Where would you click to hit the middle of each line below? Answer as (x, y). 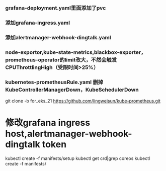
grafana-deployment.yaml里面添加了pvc (56, 8)
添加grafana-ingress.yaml (38, 23)
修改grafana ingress (48, 123)
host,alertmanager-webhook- (69, 134)
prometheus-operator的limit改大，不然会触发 (61, 60)
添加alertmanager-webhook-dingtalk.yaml (58, 37)
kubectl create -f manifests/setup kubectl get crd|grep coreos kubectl (78, 158)
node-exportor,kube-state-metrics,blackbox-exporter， (76, 52)
